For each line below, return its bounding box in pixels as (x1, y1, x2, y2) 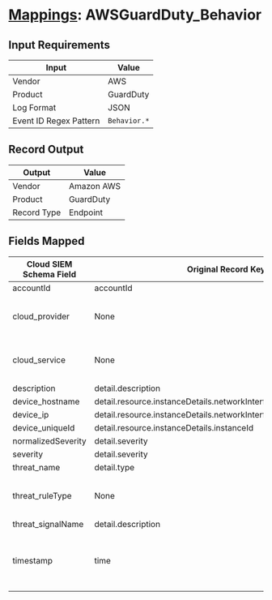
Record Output (8, 143, 84, 156)
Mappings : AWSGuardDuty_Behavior (8, 6, 262, 24)
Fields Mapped (8, 234, 85, 248)
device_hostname (12, 396, 80, 407)
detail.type (94, 461, 135, 473)
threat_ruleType (12, 490, 72, 501)
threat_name (12, 461, 61, 473)
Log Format (12, 102, 57, 113)
